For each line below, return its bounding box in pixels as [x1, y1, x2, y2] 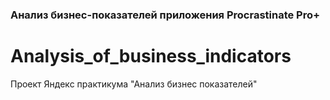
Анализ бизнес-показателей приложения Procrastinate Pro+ [10, 8, 321, 22]
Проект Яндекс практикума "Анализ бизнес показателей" [10, 78, 258, 90]
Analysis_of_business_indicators [10, 45, 292, 68]
